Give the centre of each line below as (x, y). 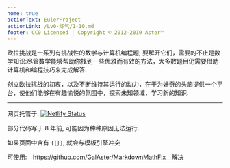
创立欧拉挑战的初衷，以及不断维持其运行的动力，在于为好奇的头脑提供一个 (112, 84)
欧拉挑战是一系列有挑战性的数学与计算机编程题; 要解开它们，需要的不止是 (111, 53)
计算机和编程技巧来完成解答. (47, 70)
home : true (23, 13)
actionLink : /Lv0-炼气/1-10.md (51, 26)
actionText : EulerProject (44, 20)
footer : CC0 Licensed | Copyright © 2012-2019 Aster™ (86, 32)
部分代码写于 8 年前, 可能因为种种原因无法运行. (73, 128)
